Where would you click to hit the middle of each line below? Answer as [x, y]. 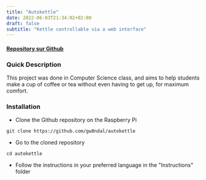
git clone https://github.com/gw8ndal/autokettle [71, 131]
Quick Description [34, 64]
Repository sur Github [35, 48]
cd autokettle [25, 154]
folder [23, 171]
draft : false [23, 23]
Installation [24, 107]
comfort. [17, 91]
